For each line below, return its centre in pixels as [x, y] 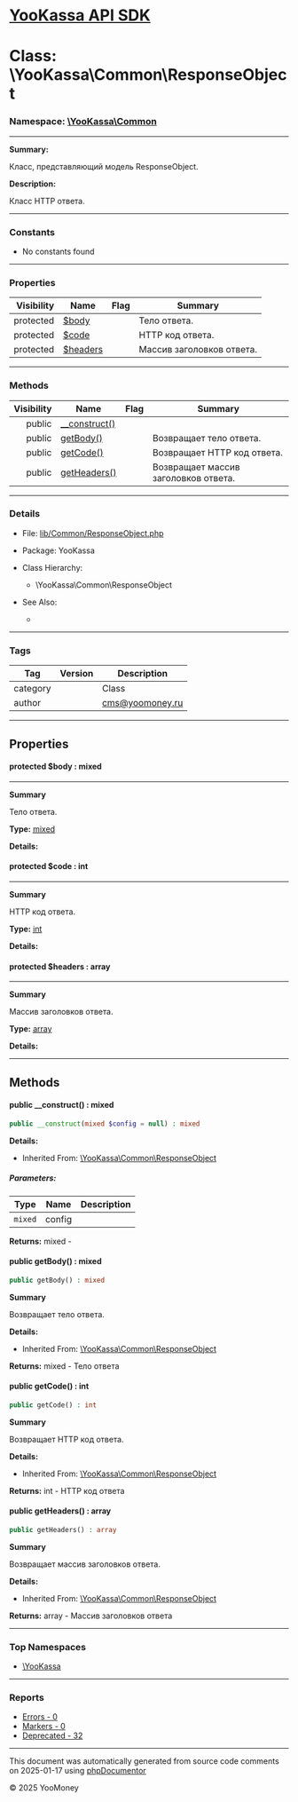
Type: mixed [32, 829]
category [32, 689]
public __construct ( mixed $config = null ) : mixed [105, 1124]
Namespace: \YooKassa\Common [83, 122]
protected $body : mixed [55, 767]
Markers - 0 [44, 1727]
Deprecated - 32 [52, 1735]
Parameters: [33, 1178]
